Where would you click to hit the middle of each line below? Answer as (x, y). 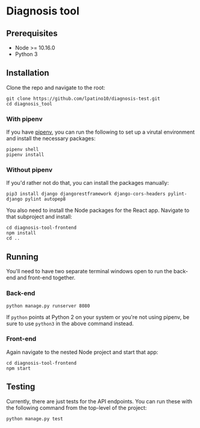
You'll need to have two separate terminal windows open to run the (89, 271)
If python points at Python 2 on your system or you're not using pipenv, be (98, 317)
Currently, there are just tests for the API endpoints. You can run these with (99, 401)
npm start (19, 368)
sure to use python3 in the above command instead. (70, 323)
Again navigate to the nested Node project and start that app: (82, 352)
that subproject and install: (39, 217)
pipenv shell (23, 150)
